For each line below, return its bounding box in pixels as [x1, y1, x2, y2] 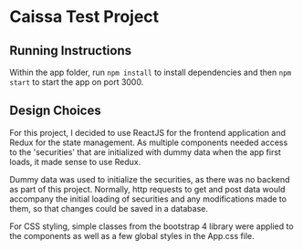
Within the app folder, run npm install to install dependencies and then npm [9, 67, 292, 78]
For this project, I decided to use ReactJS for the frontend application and [9, 127, 286, 138]
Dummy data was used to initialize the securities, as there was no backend [9, 173, 290, 184]
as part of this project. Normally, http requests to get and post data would [9, 183, 286, 194]
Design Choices [9, 103, 102, 119]
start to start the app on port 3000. [9, 77, 144, 88]
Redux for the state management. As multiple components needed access [9, 137, 288, 148]
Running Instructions [9, 43, 132, 58]
